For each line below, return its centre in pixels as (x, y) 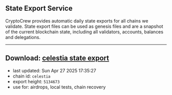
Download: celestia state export (57, 58)
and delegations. (23, 37)
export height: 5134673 (36, 81)
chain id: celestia (31, 76)
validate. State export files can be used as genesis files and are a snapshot (84, 26)
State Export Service (39, 8)
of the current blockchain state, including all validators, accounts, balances (84, 32)
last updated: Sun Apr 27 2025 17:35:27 (54, 70)
